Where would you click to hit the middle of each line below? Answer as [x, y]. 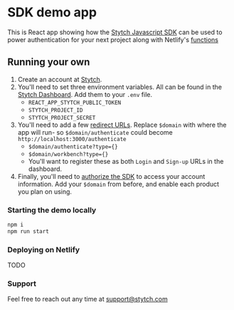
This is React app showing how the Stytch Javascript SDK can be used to [115, 32]
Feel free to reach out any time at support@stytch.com [88, 299]
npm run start [28, 231]
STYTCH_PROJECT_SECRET [62, 118]
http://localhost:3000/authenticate [72, 139]
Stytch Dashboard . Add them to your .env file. [85, 94]
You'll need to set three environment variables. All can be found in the [120, 87]
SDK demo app [52, 12]
